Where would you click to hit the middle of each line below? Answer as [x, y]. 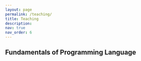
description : [19, 23]
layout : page [19, 10]
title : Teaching [22, 19]
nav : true [15, 28]
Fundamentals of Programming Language [71, 52]
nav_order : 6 [19, 32]
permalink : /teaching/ [29, 14]
